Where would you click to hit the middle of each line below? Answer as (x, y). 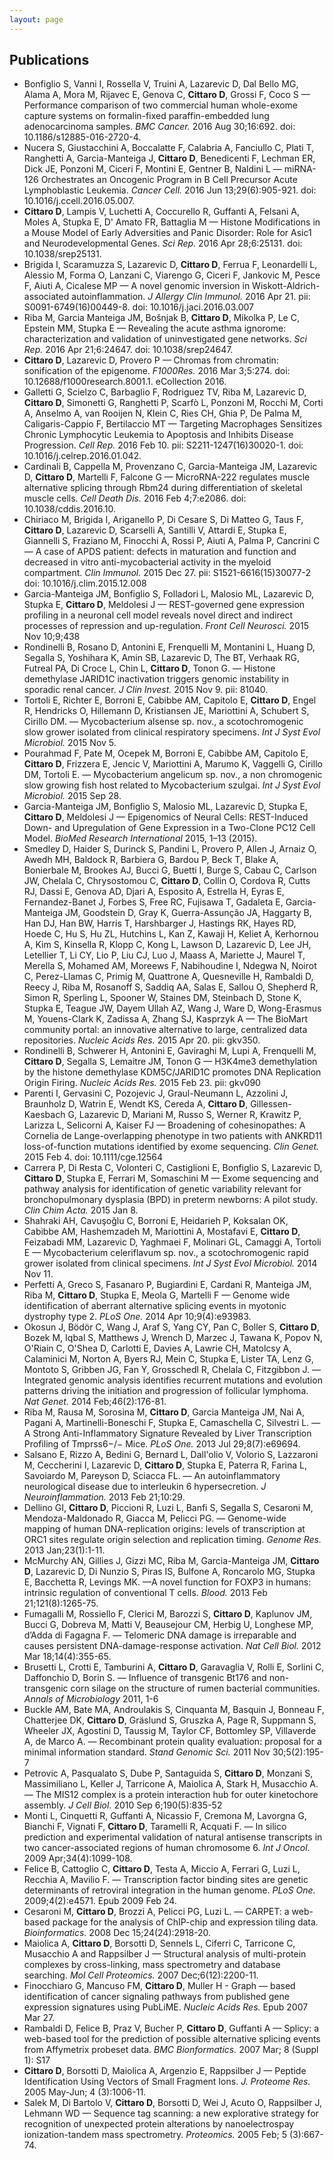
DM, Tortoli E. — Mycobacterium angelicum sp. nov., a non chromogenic (173, 775)
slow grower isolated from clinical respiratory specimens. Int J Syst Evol (172, 732)
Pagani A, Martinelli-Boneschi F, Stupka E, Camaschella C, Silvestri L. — (172, 1423)
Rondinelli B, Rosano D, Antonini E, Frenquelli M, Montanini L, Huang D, (169, 647)
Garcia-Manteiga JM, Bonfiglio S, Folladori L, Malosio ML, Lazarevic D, (168, 594)
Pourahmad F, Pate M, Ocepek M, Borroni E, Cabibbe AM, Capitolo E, (166, 753)
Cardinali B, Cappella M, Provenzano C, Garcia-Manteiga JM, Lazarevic (170, 467)
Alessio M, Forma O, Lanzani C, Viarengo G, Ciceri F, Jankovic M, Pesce (172, 275)
